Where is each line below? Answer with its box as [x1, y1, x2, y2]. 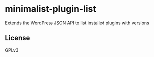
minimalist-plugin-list [5, 3, 97, 15]
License [5, 34, 30, 42]
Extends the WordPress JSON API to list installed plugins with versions [5, 20, 150, 26]
